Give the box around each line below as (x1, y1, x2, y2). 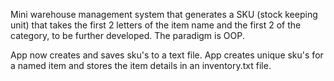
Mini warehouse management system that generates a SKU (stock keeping (10, 9, 318, 20)
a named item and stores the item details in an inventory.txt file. (10, 60, 272, 71)
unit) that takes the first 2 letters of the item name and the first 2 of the (10, 19, 302, 31)
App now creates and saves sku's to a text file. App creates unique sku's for (10, 49, 324, 61)
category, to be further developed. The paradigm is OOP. (10, 30, 245, 41)
